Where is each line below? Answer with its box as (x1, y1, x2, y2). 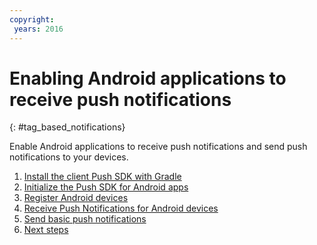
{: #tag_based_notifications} (9, 121, 126, 133)
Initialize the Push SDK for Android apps (23, 181, 189, 193)
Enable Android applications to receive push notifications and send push (9, 141, 308, 153)
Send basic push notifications (23, 213, 147, 225)
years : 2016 (13, 24, 64, 34)
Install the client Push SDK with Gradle (23, 171, 182, 183)
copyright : (9, 14, 55, 25)
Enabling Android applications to (9, 67, 287, 90)
